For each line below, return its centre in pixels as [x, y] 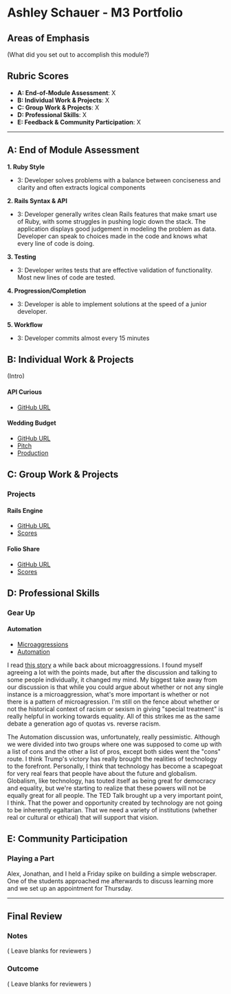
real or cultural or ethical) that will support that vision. [83, 818]
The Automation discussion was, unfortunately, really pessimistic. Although [113, 737]
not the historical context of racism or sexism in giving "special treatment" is [115, 709]
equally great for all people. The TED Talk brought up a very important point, [115, 796]
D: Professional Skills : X [52, 114]
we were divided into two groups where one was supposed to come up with [114, 744]
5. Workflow [25, 324]
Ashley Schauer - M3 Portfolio [95, 13]
